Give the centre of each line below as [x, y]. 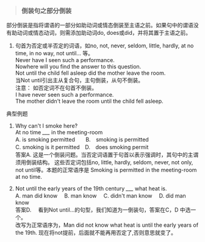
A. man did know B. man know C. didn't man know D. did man [100, 196]
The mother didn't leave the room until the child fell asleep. [89, 101]
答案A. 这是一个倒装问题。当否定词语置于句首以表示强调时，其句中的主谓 [107, 155]
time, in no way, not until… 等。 [54, 54]
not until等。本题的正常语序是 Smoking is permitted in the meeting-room [106, 170]
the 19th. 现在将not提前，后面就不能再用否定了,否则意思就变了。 [96, 233]
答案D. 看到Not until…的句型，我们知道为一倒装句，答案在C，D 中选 [103, 210]
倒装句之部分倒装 [46, 10]
